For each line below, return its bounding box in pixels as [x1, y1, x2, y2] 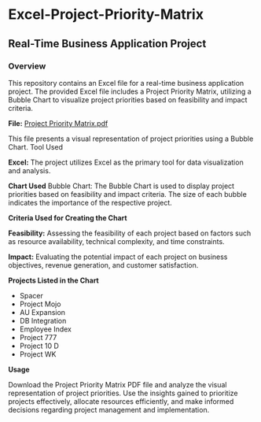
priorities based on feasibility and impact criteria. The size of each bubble [8, 189, 248, 198]
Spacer [19, 291, 43, 300]
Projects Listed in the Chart [8, 276, 100, 285]
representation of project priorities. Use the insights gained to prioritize [8, 388, 238, 398]
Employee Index [19, 324, 72, 334]
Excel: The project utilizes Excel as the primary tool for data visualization [8, 157, 244, 167]
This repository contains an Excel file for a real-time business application [8, 78, 244, 87]
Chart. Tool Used [8, 142, 64, 151]
